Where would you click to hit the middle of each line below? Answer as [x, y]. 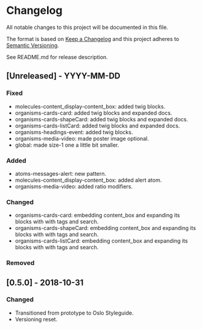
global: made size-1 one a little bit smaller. [67, 145]
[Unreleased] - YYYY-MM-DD [63, 76]
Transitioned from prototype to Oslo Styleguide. [74, 313]
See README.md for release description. [57, 57]
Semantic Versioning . [33, 45]
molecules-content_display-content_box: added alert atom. [88, 180]
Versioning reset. [36, 319]
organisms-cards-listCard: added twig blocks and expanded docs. [97, 126]
